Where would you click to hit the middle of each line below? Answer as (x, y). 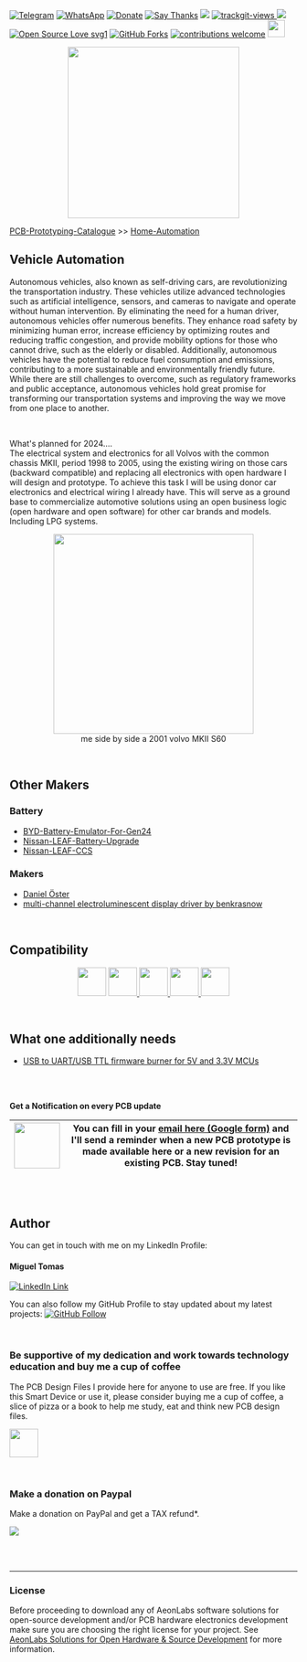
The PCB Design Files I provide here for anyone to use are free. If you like (148, 1387)
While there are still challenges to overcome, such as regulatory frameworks (153, 378)
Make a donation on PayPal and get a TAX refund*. (105, 1514)
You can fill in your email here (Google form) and (181, 1128)
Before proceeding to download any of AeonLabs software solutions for (144, 1610)
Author (30, 1223)
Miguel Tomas (37, 1266)
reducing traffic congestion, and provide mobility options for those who (144, 340)
